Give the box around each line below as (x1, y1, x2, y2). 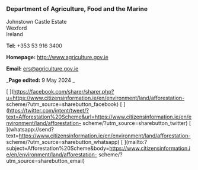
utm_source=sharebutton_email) (6, 158, 85, 165)
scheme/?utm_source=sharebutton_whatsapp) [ (6, 139, 123, 146)
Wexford (6, 24, 27, 31)
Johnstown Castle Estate (6, 18, 67, 25)
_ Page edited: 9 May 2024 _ (6, 76, 75, 84)
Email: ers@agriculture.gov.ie (6, 65, 79, 72)
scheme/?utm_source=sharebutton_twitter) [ (82, 120, 191, 127)
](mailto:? (124, 139, 147, 146)
